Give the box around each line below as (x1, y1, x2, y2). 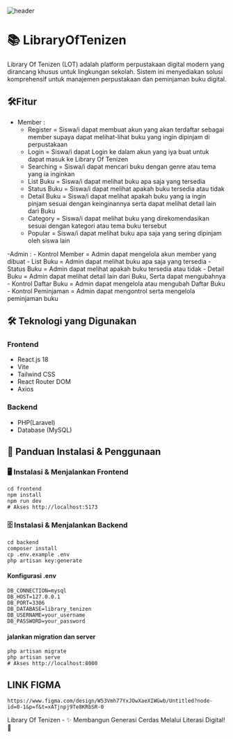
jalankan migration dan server (7, 632, 96, 641)
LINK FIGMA (7, 679, 61, 691)
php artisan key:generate (7, 557, 82, 564)
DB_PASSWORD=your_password (7, 617, 86, 625)
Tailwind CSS (17, 370, 56, 379)
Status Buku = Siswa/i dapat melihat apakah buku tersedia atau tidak (27, 185, 225, 193)
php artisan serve (7, 654, 61, 661)
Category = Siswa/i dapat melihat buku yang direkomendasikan (27, 214, 210, 222)
